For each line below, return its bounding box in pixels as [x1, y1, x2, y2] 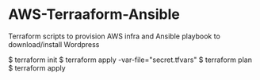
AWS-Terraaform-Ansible [8, 5, 180, 24]
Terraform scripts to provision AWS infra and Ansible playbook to [8, 31, 220, 41]
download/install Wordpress [8, 39, 100, 49]
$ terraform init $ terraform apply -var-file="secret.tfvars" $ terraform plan [8, 55, 252, 64]
